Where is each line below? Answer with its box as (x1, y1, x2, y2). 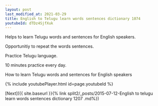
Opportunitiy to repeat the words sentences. (5, 43, 94, 49)
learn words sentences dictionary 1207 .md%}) (5, 96, 99, 102)
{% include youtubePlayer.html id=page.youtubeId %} (5, 81, 114, 87)
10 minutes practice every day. (5, 62, 67, 68)
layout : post (5, 7, 32, 12)
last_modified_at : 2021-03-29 (5, 12, 67, 17)
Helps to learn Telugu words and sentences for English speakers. (5, 34, 136, 40)
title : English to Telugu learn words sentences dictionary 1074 (5, 16, 140, 21)
